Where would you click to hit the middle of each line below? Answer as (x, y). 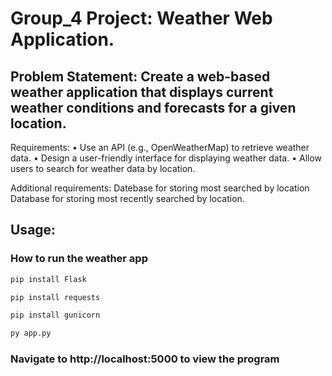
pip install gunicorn (55, 315)
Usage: (33, 230)
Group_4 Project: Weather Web (141, 18)
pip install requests (55, 297)
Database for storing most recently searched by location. (127, 198)
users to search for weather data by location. (103, 168)
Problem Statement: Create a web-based (140, 76)
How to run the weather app (79, 259)
